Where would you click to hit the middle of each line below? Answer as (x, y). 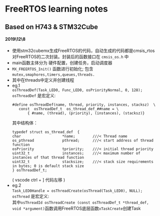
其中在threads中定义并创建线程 (43, 80)
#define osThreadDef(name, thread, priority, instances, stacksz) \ (84, 105)
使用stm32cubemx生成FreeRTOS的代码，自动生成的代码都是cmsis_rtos (83, 50)
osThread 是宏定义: (31, 196)
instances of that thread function (48, 157)
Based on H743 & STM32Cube (52, 27)
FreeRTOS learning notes (56, 9)
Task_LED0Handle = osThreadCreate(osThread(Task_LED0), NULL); (77, 191)
